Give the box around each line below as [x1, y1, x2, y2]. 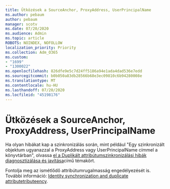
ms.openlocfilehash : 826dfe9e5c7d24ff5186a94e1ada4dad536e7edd [5, 69, 143, 74]
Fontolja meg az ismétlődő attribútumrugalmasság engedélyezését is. [5, 168, 151, 174]
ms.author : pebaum [5, 12, 44, 17]
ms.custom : [5, 54, 29, 60]
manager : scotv [5, 21, 38, 27]
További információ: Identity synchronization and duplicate [5, 173, 129, 179]
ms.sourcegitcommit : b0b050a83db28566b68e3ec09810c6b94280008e [5, 73, 143, 79]
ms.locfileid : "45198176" [5, 92, 60, 97]
